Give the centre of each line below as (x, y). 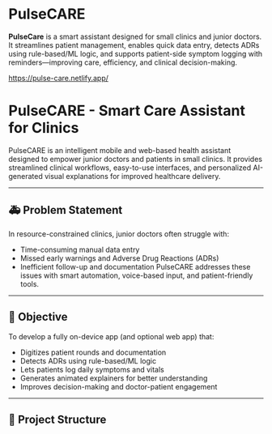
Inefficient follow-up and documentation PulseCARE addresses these (135, 266)
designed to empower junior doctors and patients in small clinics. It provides (136, 159)
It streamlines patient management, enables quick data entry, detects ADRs (134, 45)
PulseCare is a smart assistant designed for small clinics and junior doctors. (135, 36)
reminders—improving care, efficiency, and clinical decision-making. (123, 62)
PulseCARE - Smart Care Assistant (127, 111)
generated (25, 176)
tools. (29, 283)
